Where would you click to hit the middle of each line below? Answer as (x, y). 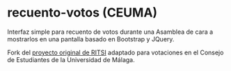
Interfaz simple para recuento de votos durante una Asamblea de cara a (110, 32)
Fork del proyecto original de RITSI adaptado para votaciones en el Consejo (115, 52)
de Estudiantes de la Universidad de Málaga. (71, 59)
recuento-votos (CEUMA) (82, 13)
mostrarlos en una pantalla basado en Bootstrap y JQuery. (91, 39)
